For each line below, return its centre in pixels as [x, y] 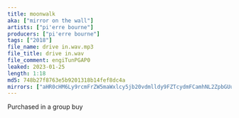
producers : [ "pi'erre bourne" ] [54, 34]
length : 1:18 [27, 73]
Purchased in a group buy [45, 107]
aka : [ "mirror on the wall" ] [51, 21]
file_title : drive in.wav [46, 54]
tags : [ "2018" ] [30, 41]
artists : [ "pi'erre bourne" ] [51, 27]
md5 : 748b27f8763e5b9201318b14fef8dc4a [67, 80]
